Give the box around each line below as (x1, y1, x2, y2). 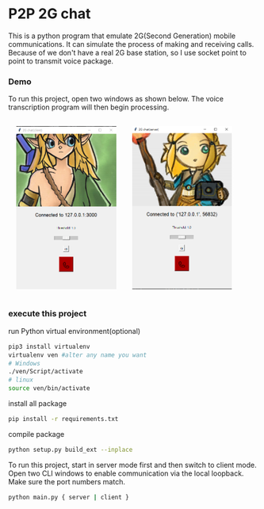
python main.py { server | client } (8, 493, 129, 501)
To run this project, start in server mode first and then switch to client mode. (8, 460, 258, 469)
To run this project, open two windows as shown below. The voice (8, 94, 224, 104)
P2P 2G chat (8, 5, 91, 23)
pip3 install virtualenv (8, 343, 90, 350)
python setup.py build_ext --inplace (8, 446, 133, 454)
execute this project (8, 308, 87, 320)
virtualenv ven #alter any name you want (8, 350, 147, 359)
